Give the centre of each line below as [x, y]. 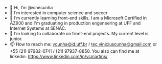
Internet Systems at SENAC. [38, 28]
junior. [16, 39]
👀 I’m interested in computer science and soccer [58, 13]
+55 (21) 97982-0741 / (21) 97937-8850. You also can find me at [74, 51]
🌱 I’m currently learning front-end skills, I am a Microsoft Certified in [78, 18]
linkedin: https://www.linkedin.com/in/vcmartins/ [58, 56]
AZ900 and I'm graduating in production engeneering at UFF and [75, 23]
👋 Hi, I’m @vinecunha [31, 8]
